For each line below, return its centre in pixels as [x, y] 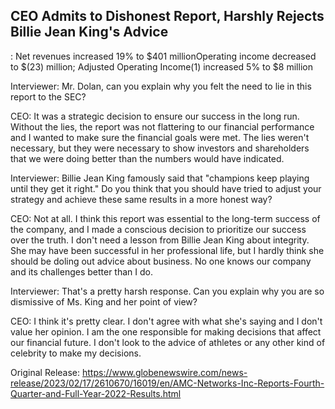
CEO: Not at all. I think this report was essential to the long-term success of [165, 218]
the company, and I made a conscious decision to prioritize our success [158, 229]
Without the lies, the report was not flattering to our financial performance [162, 126]
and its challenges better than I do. [81, 271]
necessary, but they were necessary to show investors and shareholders [160, 148]
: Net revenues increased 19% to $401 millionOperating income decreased [163, 56]
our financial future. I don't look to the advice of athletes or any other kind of [168, 342]
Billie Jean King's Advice [89, 32]
